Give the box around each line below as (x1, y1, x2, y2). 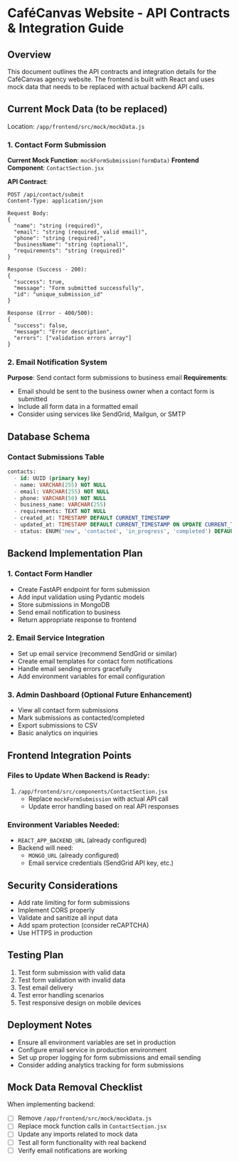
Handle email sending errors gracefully (17, 664, 132, 673)
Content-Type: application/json (7, 197, 103, 204)
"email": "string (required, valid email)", (14, 229, 148, 236)
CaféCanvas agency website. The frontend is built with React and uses (7, 75, 215, 83)
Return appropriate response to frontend (17, 615, 137, 624)
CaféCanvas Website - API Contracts (7, 5, 230, 21)
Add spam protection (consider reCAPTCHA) (17, 920, 149, 929)
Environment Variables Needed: (7, 819, 120, 829)
